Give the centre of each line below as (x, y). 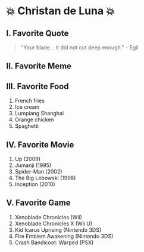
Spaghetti (26, 126)
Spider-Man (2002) (38, 172)
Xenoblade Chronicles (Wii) (48, 217)
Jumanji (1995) (33, 165)
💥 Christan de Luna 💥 (60, 11)
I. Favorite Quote (37, 33)
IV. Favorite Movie (40, 145)
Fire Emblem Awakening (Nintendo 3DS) (64, 236)
